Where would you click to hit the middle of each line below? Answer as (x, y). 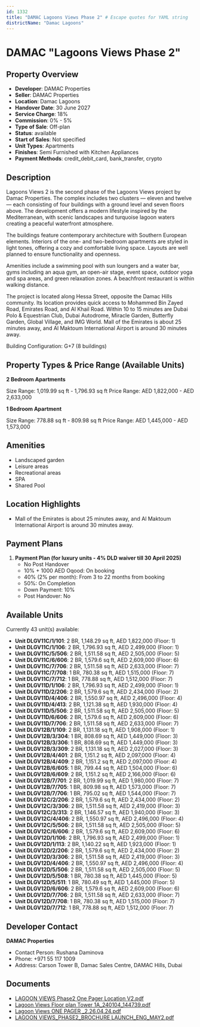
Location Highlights (43, 504)
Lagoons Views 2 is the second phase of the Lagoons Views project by (93, 192)
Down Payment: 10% (49, 590)
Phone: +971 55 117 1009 (45, 959)
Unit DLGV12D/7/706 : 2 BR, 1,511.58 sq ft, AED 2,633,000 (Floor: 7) (97, 895)
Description (28, 177)
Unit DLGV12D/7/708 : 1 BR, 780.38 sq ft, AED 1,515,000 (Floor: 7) (95, 901)
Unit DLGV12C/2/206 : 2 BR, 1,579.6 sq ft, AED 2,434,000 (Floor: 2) (97, 800)
